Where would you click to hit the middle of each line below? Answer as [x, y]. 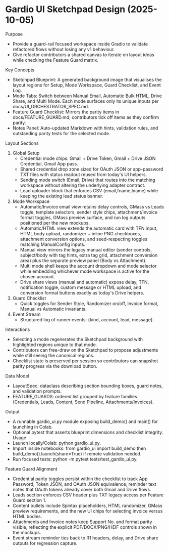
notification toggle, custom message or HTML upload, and [80, 287]
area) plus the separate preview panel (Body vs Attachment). [83, 260]
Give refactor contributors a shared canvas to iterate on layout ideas [83, 55]
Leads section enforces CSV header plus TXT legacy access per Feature [88, 495]
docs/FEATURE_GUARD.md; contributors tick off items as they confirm [86, 117]
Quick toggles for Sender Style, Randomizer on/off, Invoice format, [89, 303]
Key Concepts [20, 70]
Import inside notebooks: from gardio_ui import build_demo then [79, 448]
